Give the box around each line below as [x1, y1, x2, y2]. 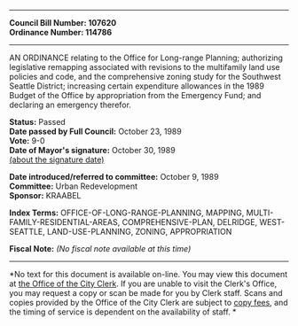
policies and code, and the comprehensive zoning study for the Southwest [9, 72, 281, 81]
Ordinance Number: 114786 [9, 27, 113, 37]
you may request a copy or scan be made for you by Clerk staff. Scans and [9, 288, 283, 298]
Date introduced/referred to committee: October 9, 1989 [9, 172, 219, 182]
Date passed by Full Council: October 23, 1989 [9, 126, 182, 136]
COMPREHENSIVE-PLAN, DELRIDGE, [122, 217, 258, 227]
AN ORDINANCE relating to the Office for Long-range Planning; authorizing [9, 52, 284, 63]
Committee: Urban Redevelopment [9, 181, 138, 191]
